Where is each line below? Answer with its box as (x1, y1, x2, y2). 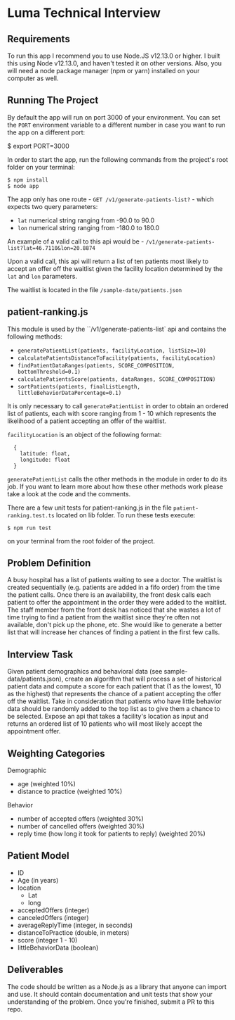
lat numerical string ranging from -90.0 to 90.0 (17, 216, 155, 225)
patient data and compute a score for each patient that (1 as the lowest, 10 (7, 682, 222, 691)
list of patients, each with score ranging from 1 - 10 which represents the (7, 409, 217, 417)
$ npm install (7, 176, 49, 184)
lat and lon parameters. (7, 272, 77, 280)
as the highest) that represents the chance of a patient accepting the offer (7, 690, 222, 698)
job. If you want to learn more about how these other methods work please (7, 482, 223, 491)
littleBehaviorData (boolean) (17, 943, 99, 952)
